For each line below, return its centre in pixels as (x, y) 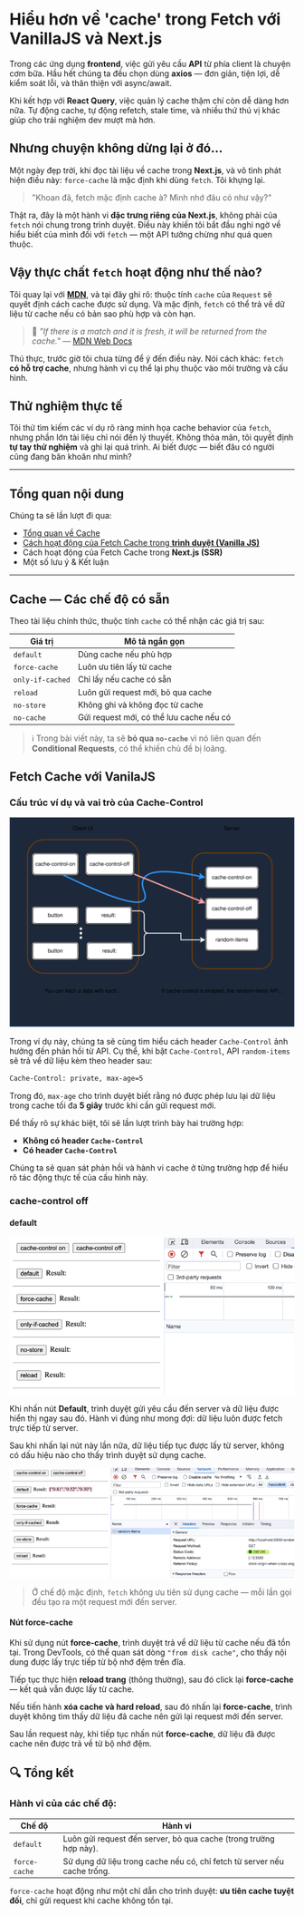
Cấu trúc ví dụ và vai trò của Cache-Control (106, 802)
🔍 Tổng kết (42, 1773)
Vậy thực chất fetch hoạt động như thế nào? (136, 272)
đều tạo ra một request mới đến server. (104, 1601)
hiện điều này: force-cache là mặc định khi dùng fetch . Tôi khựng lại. (137, 180)
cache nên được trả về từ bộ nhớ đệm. (81, 1743)
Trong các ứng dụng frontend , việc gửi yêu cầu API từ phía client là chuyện (150, 63)
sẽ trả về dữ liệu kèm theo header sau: (81, 1061)
